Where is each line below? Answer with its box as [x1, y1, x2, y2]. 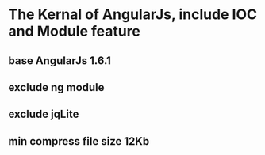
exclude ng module [8, 81, 105, 94]
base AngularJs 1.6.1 [8, 54, 111, 67]
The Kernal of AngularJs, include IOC [8, 6, 258, 24]
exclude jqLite [8, 108, 79, 121]
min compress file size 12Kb [8, 134, 150, 148]
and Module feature [8, 22, 141, 40]
